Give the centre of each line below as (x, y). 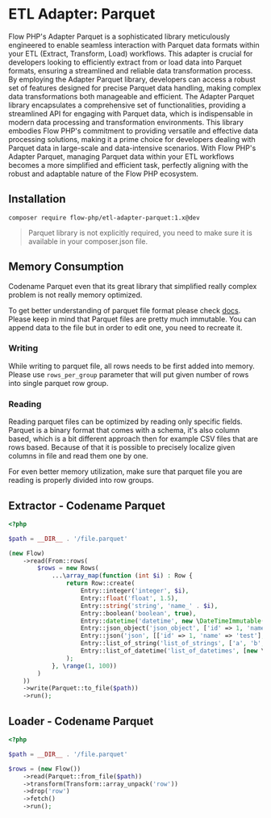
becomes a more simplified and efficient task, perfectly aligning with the (128, 165)
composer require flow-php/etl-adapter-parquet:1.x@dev (104, 218)
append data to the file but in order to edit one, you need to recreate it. (126, 327)
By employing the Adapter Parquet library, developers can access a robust (132, 79)
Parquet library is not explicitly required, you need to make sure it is (140, 233)
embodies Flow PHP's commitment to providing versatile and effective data (133, 131)
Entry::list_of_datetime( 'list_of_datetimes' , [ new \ (173, 651)
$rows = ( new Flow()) (45, 769)
